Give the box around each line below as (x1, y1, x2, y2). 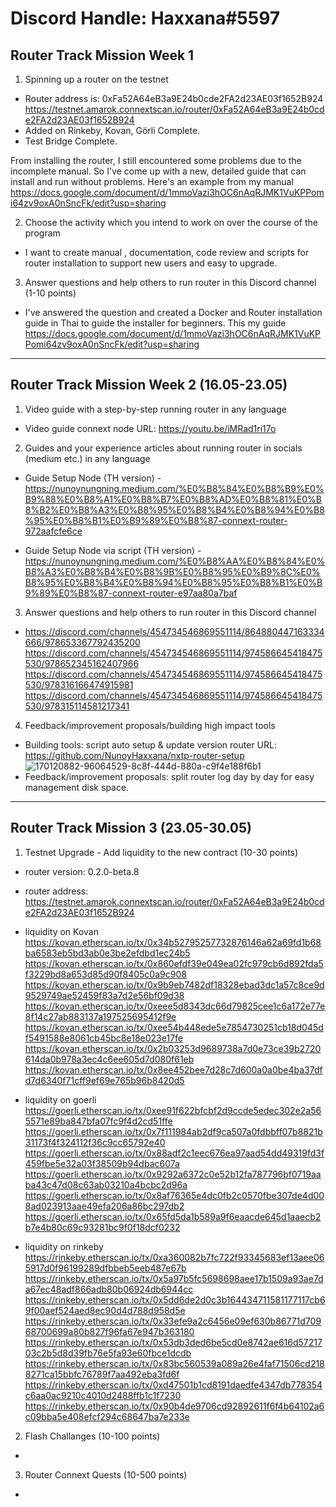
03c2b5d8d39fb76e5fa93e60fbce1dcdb (24, 1347, 192, 1359)
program (24, 227, 61, 239)
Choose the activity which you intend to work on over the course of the (24, 217, 318, 228)
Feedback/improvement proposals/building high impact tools (24, 719, 276, 731)
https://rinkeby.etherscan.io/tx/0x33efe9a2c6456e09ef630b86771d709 (24, 1315, 322, 1327)
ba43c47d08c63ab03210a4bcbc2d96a (24, 1178, 188, 1191)
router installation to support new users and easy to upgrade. (24, 257, 278, 269)
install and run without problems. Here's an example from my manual (10, 176, 294, 187)
